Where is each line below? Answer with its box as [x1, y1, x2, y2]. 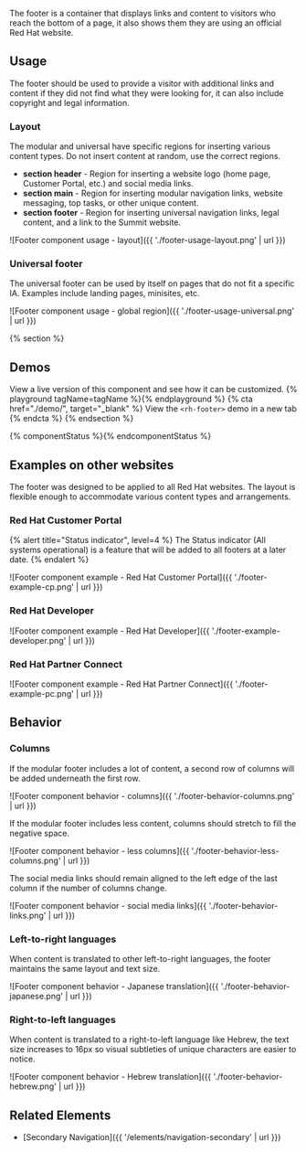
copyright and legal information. [9, 97, 130, 108]
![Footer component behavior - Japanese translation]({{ [9, 980, 219, 991]
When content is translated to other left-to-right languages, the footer [9, 953, 271, 964]
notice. [9, 1053, 36, 1064]
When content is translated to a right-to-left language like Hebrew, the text [9, 1034, 290, 1045]
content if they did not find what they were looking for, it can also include [9, 87, 285, 99]
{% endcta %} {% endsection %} [9, 413, 134, 424]
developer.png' [9, 635, 67, 645]
